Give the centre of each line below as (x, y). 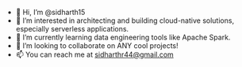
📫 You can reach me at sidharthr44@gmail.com (95, 54)
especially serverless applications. (72, 29)
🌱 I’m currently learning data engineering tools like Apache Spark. (123, 37)
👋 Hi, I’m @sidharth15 (50, 12)
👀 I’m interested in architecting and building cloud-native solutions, (125, 20)
